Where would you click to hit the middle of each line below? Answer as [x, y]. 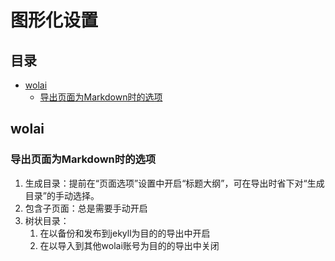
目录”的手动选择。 [62, 195]
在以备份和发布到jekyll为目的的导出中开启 [125, 233]
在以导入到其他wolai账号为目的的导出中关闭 [129, 245]
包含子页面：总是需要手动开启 [86, 208]
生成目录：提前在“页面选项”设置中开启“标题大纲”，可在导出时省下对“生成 [174, 183]
